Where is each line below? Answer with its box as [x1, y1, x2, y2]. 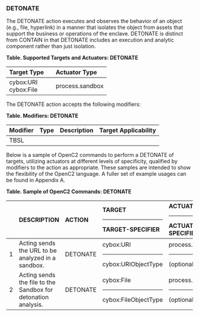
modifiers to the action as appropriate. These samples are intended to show [6, 164, 191, 171]
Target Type [9, 68, 44, 76]
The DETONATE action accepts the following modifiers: [6, 101, 141, 108]
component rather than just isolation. [6, 43, 96, 50]
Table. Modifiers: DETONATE [6, 112, 79, 120]
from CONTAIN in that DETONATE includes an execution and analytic [6, 37, 174, 44]
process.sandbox [55, 82, 104, 90]
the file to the [18, 278, 56, 286]
